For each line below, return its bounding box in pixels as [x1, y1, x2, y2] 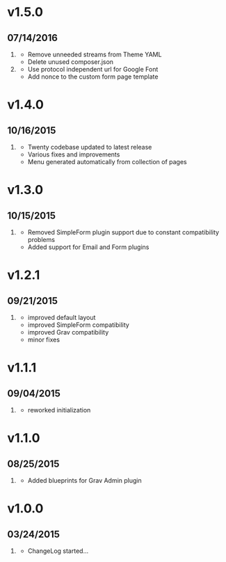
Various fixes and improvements [27, 150, 120, 159]
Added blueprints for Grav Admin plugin [27, 476, 143, 484]
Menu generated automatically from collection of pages [27, 158, 187, 166]
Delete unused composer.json [27, 58, 113, 66]
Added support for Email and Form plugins [27, 243, 150, 251]
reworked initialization [27, 406, 91, 414]
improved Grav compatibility [27, 328, 109, 336]
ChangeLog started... [27, 547, 89, 555]
